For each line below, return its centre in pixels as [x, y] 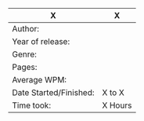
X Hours [117, 105]
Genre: [25, 54]
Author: [26, 29]
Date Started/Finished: [54, 92]
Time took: [32, 105]
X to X [113, 92]
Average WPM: [40, 80]
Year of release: [41, 41]
